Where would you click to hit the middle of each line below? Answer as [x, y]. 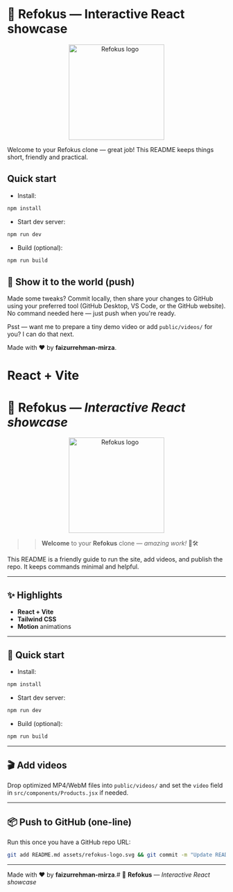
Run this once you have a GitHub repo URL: [69, 842]
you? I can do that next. [41, 334]
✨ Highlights [35, 595]
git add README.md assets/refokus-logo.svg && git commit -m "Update [110, 855]
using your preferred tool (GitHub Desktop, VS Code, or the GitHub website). [116, 306]
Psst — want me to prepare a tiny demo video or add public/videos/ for [110, 327]
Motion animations [44, 627]
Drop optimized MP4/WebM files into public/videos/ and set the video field [115, 785]
